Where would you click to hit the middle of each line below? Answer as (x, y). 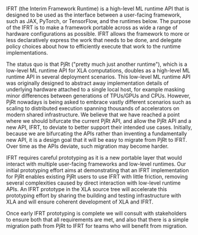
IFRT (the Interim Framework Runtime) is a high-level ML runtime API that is (98, 9)
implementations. (27, 53)
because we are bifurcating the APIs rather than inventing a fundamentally (97, 134)
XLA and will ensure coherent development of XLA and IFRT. (80, 202)
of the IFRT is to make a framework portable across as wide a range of (92, 27)
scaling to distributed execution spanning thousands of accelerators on (93, 108)
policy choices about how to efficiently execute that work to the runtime (94, 46)
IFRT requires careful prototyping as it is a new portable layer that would (94, 158)
